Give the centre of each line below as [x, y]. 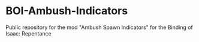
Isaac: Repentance [28, 33]
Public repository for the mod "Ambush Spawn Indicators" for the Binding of [99, 27]
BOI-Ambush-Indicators [67, 11]
